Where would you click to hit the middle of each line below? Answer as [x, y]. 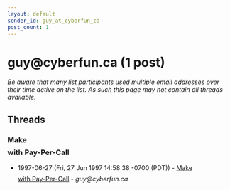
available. [22, 97]
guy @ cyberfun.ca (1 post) [86, 62]
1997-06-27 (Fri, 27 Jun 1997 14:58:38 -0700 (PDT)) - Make [105, 168]
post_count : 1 [28, 27]
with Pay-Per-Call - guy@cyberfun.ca [73, 179]
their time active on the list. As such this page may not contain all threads [115, 90]
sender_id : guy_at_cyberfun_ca [54, 21]
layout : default [31, 14]
